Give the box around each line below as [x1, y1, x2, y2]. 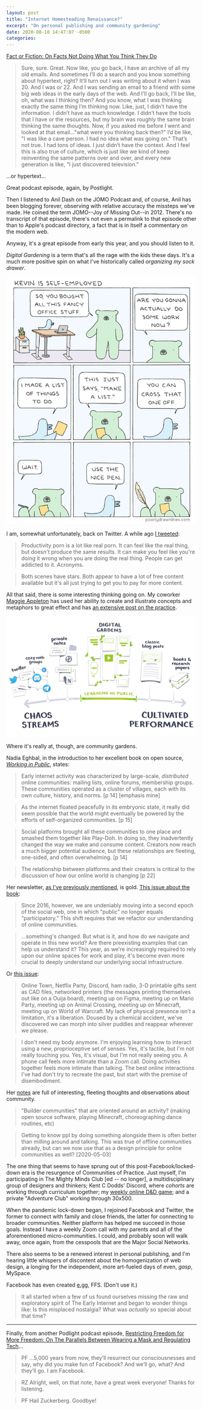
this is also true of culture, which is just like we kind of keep [21, 148, 170, 155]
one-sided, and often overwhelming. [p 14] [21, 854, 128, 861]
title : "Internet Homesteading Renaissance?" [6, 16, 123, 22]
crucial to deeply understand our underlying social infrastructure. [21, 958, 184, 965]
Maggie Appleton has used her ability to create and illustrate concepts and [6, 598, 192, 605]
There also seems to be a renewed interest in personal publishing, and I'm [6, 1250, 190, 1258]
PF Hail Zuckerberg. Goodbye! [21, 1397, 97, 1404]
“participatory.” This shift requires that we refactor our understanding [21, 914, 194, 922]
